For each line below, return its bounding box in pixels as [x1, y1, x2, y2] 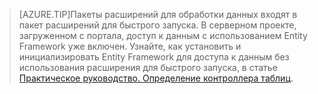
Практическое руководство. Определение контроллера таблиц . [18, 72, 294, 84]
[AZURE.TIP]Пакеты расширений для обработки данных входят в [18, 9, 298, 20]
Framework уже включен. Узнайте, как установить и [18, 40, 242, 52]
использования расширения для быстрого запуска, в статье [18, 62, 278, 73]
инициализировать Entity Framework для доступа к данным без [18, 51, 290, 63]
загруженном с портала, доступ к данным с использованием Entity [18, 30, 308, 41]
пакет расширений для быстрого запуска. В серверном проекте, [18, 19, 297, 31]
